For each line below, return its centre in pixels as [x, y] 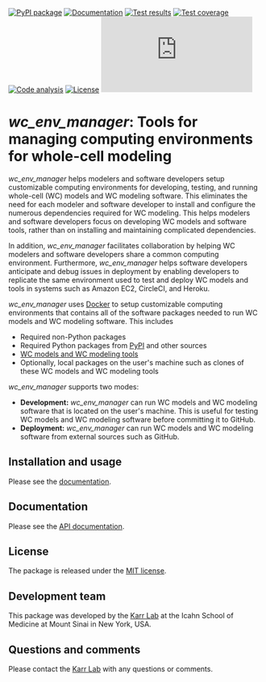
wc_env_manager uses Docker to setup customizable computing [116, 304]
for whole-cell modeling [90, 156]
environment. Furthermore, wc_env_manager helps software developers [128, 263]
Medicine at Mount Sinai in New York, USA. [80, 624]
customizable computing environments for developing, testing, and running [133, 187]
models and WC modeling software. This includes [91, 321]
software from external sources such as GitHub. [100, 436]
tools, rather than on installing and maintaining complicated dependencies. [132, 230]
